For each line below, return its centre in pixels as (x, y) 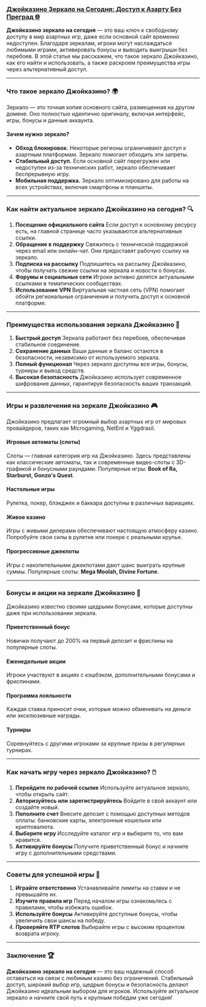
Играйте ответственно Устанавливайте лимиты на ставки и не (98, 888)
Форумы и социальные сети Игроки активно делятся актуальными (105, 277)
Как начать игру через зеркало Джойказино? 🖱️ (81, 772)
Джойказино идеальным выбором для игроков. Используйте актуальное (103, 991)
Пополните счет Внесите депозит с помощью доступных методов (102, 814)
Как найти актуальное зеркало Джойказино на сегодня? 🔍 (100, 209)
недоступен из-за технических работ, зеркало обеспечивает (95, 167)
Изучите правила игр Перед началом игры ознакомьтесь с (93, 901)
